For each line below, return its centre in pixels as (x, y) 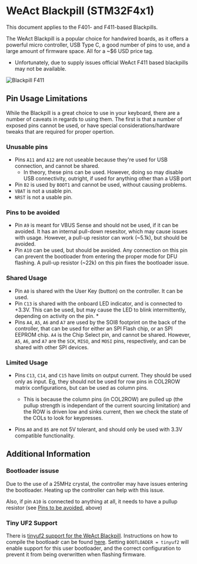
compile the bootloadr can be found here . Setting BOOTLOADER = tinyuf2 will (98, 542)
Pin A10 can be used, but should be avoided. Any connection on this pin (101, 250)
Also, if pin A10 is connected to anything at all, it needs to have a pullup (92, 501)
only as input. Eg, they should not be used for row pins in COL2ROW (97, 381)
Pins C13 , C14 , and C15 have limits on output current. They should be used (103, 375)
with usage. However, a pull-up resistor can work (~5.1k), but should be (101, 238)
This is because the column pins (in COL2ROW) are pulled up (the (103, 399)
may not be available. (40, 68)
